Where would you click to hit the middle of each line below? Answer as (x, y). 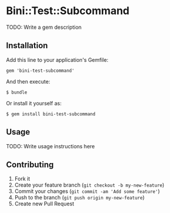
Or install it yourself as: (34, 103)
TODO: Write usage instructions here (50, 146)
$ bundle (17, 92)
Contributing (30, 164)
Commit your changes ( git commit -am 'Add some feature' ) (87, 191)
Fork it (22, 179)
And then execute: (28, 81)
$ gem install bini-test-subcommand (51, 114)
